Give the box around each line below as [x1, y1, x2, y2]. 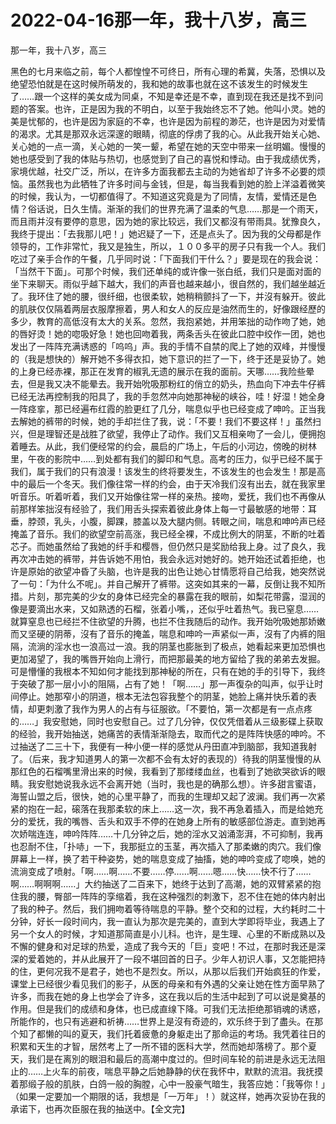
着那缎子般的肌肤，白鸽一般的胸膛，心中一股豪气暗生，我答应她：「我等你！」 [10, 1077, 326, 1090]
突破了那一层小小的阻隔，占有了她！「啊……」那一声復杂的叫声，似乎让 [18, 677, 315, 690]
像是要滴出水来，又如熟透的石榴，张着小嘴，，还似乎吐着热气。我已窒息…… [10, 602, 320, 615]
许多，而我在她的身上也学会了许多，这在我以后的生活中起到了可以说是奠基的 [10, 990, 326, 1002]
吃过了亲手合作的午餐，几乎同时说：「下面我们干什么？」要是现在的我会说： [10, 252, 322, 265]
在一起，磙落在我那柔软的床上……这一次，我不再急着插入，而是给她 [36, 802, 315, 815]
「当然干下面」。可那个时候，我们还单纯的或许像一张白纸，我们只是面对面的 [10, 265, 322, 277]
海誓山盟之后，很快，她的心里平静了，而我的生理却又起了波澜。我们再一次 [10, 790, 317, 802]
